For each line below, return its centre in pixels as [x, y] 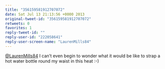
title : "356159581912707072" [35, 10]
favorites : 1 [18, 28]
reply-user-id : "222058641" [34, 37]
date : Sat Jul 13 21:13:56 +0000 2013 [45, 14]
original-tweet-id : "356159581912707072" [48, 19]
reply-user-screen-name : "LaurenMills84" [48, 42]
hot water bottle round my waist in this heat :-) [52, 61]
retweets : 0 [17, 23]
